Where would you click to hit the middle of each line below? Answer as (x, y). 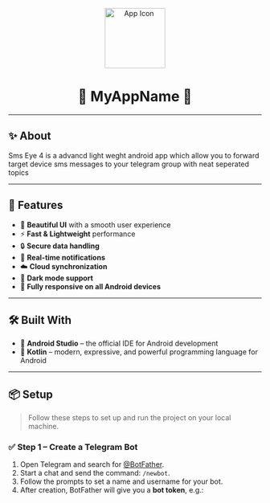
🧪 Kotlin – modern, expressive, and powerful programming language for (139, 352)
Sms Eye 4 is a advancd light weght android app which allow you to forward (134, 155)
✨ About (30, 136)
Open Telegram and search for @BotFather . (92, 464)
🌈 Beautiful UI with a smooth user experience (95, 224)
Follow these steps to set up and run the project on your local (129, 418)
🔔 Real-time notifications (63, 257)
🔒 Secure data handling (60, 246)
